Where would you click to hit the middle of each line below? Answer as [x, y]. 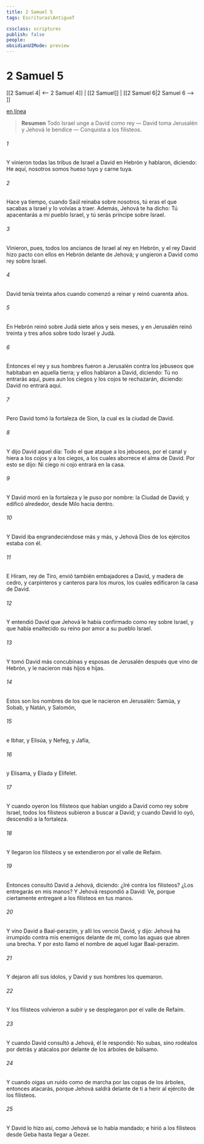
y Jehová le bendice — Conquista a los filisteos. [81, 130]
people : [16, 40]
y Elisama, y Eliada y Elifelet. [42, 773]
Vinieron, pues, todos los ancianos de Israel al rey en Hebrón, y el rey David [101, 248]
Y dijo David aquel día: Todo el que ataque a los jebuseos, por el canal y [97, 451]
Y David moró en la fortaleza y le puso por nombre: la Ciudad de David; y [98, 497]
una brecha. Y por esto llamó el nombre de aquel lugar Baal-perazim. [93, 944]
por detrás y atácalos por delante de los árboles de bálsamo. [83, 1049]
